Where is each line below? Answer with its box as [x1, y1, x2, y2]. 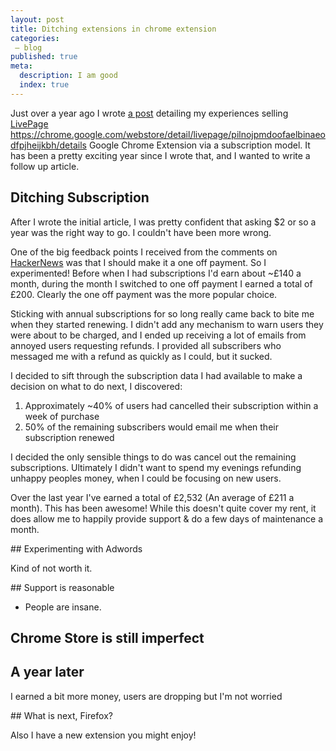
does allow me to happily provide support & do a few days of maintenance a [10, 512, 324, 525]
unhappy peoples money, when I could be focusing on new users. [10, 472, 282, 484]
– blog [14, 42, 43, 53]
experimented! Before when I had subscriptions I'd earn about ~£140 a [10, 267, 302, 279]
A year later [10, 664, 85, 681]
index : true [19, 80, 70, 90]
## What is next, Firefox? [10, 709, 113, 721]
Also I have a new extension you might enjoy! [10, 729, 197, 741]
